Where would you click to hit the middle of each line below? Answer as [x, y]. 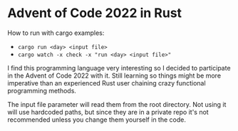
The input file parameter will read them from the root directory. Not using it [117, 104]
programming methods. [42, 90]
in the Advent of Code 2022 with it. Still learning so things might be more [114, 75]
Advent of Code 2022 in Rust [95, 13]
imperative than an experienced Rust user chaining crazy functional [107, 83]
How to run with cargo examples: [56, 33]
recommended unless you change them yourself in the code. [97, 120]
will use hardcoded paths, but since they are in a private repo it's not [108, 112]
